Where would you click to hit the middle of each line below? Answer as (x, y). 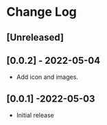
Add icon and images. (47, 77)
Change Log (41, 12)
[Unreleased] (35, 37)
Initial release (35, 115)
